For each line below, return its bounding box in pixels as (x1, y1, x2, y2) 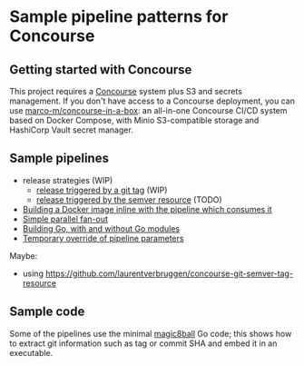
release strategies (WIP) (22, 174, 113, 185)
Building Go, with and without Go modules (22, 223, 180, 233)
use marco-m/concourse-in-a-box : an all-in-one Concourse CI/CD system (9, 105, 288, 115)
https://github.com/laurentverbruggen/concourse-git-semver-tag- (44, 268, 293, 279)
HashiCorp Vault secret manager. (9, 124, 133, 135)
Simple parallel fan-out (22, 213, 109, 224)
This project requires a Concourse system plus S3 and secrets (9, 86, 243, 96)
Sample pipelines (9, 151, 109, 166)
